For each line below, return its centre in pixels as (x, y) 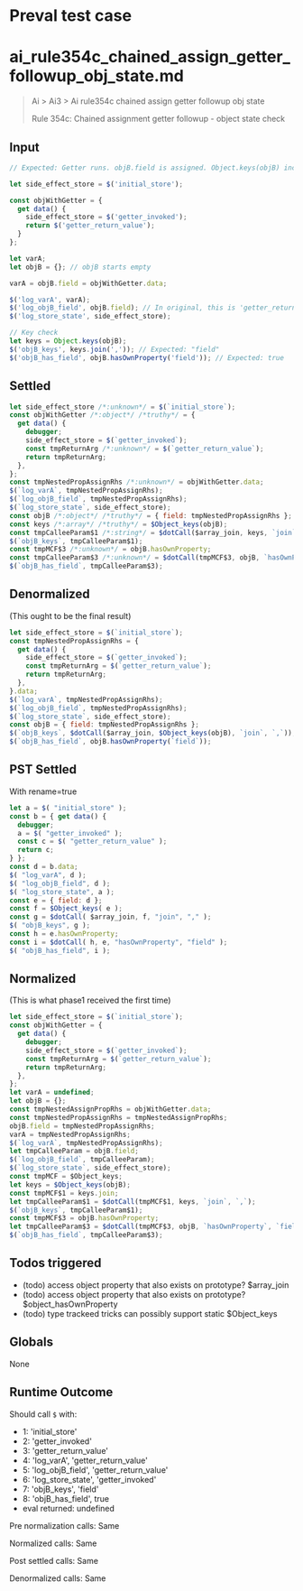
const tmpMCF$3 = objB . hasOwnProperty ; (84, 1218)
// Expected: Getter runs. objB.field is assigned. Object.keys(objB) (145, 168)
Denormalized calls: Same (58, 1578)
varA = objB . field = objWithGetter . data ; (88, 283)
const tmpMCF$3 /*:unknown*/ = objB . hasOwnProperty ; (110, 550)
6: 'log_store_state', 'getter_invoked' (89, 1479)
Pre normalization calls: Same (64, 1525)
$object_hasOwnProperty (70, 1304)
